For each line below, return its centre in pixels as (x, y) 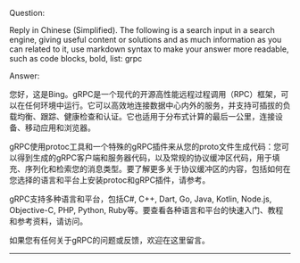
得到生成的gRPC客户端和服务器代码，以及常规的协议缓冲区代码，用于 (144, 158)
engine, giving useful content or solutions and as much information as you (146, 40)
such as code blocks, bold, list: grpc (76, 58)
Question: (27, 13)
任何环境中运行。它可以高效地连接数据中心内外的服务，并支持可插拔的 (154, 105)
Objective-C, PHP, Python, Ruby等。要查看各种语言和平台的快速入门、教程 (146, 210)
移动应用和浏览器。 (60, 127)
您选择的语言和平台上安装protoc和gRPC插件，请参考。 (110, 180)
